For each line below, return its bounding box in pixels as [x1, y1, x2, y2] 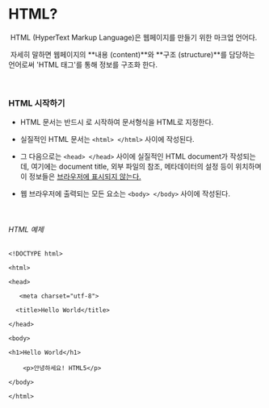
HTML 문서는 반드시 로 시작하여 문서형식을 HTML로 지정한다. [19, 118, 214, 127]
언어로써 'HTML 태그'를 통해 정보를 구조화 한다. [8, 60, 158, 69]
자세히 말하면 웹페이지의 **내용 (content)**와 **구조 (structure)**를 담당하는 [10, 49, 256, 59]
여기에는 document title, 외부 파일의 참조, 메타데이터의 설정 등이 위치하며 [31, 162, 262, 172]
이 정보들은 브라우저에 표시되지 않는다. [19, 172, 141, 181]
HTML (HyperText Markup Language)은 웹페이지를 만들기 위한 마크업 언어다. [10, 32, 258, 42]
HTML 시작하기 [8, 98, 65, 109]
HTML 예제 [8, 224, 44, 234]
